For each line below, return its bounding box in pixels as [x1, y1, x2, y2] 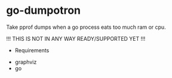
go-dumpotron [6, 4, 81, 17]
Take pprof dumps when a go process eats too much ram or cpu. [6, 23, 166, 31]
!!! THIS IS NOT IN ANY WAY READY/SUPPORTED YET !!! [6, 35, 146, 42]
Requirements [14, 46, 50, 54]
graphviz [14, 58, 37, 65]
